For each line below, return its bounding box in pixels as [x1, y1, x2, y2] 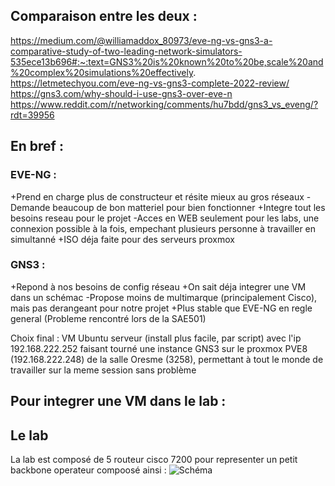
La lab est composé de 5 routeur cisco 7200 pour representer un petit [10, 454, 298, 465]
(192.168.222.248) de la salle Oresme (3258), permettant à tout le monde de [10, 353, 324, 365]
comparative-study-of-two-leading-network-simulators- [10, 45, 243, 57]
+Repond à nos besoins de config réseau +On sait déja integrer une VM [10, 280, 307, 293]
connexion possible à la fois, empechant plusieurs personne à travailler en [10, 222, 317, 234]
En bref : [10, 138, 64, 155]
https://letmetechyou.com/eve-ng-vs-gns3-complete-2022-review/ [10, 77, 290, 89]
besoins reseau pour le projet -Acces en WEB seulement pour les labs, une [10, 212, 320, 224]
